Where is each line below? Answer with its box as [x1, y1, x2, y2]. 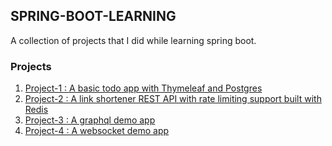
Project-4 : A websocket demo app [24, 125, 170, 137]
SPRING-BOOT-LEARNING [10, 8, 177, 25]
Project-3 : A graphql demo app [24, 114, 156, 126]
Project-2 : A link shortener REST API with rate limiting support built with [24, 93, 322, 105]
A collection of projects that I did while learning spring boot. [10, 34, 257, 46]
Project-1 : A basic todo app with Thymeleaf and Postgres [24, 82, 263, 94]
